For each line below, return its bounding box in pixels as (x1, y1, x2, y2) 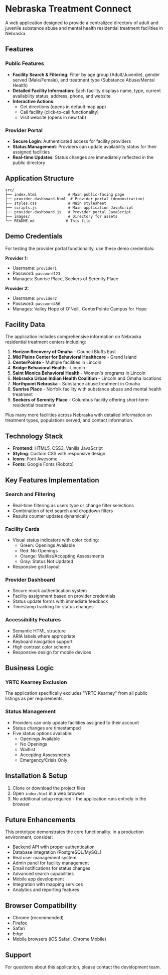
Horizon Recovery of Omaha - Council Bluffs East (12, 349, 116, 355)
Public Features (5, 60, 44, 67)
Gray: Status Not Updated (20, 558, 74, 564)
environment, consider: (5, 834, 53, 840)
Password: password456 (12, 300, 61, 306)
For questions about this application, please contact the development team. (5, 964, 161, 970)
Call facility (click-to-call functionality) (20, 109, 99, 115)
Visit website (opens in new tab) (20, 114, 87, 120)
